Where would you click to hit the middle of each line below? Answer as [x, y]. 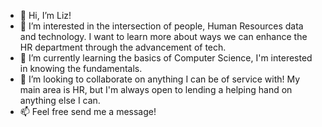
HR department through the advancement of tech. [123, 47]
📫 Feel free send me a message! [88, 111]
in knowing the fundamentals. [81, 68]
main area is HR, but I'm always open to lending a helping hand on [156, 89]
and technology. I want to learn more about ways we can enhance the [163, 36]
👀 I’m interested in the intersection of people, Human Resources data [161, 26]
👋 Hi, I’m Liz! [45, 15]
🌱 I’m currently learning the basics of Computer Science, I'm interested [166, 58]
